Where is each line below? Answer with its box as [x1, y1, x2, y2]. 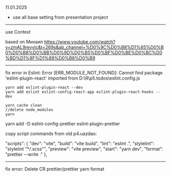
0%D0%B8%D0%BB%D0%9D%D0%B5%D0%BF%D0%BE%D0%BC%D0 [5, 49, 163, 56]
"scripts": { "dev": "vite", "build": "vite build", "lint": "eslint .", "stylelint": [5, 140, 155, 146]
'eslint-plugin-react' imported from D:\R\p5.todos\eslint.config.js [5, 75, 140, 81]
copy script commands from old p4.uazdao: [5, 131, 97, 137]
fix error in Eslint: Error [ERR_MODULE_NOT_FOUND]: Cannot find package [5, 70, 163, 75]
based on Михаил [5, 39, 43, 45]
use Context [5, 29, 31, 35]
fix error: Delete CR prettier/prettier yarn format [5, 166, 104, 172]
